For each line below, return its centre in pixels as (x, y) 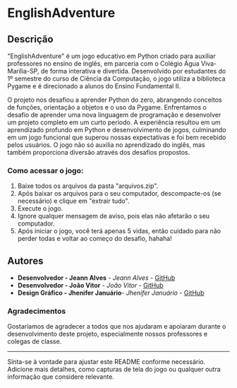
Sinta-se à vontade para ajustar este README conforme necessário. (107, 362)
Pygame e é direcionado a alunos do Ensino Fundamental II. (94, 86)
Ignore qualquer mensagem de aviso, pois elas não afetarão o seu (114, 216)
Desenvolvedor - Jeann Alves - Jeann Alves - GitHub (96, 278)
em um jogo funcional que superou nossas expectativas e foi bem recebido (117, 137)
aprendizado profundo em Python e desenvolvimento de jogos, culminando (117, 130)
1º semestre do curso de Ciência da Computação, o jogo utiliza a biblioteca (116, 78)
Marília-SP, (23, 71)
